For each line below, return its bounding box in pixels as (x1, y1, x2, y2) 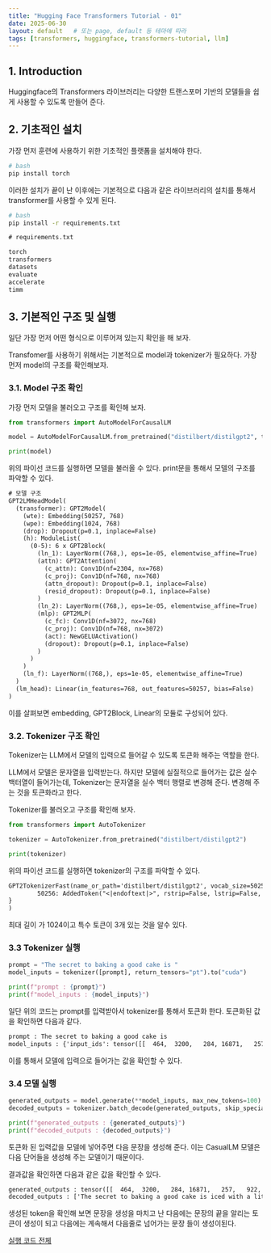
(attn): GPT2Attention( (37, 557, 117, 566)
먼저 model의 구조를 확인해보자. (8, 361, 109, 370)
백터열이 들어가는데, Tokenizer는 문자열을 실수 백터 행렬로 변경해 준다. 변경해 (8, 778, 252, 787)
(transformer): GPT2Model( (15, 504, 106, 513)
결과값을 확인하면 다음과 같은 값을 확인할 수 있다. (8, 1169, 161, 1179)
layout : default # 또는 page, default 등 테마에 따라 (8, 27, 187, 35)
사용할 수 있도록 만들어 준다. (16, 97, 106, 107)
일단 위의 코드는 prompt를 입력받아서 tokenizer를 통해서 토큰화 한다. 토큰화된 (8, 1006, 252, 1015)
